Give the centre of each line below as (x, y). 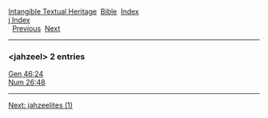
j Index (19, 20)
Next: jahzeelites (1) (41, 105)
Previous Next (36, 28)
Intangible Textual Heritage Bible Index (74, 12)
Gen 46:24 (26, 74)
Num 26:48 (27, 82)
